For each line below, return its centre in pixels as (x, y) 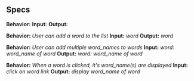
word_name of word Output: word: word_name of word (75, 54)
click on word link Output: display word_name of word (73, 71)
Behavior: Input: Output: (37, 24)
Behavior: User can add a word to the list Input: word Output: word (90, 36)
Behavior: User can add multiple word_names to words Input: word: (90, 47)
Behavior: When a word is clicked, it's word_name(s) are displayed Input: (97, 65)
